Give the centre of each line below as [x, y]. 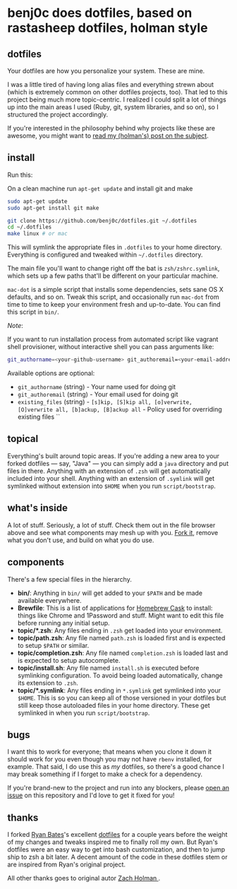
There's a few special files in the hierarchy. [69, 579]
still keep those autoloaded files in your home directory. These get [114, 705]
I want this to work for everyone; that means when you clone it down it [109, 752]
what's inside [38, 508]
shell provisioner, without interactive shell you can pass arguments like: [111, 347]
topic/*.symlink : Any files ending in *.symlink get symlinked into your [119, 690]
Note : [15, 326]
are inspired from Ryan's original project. [66, 864]
